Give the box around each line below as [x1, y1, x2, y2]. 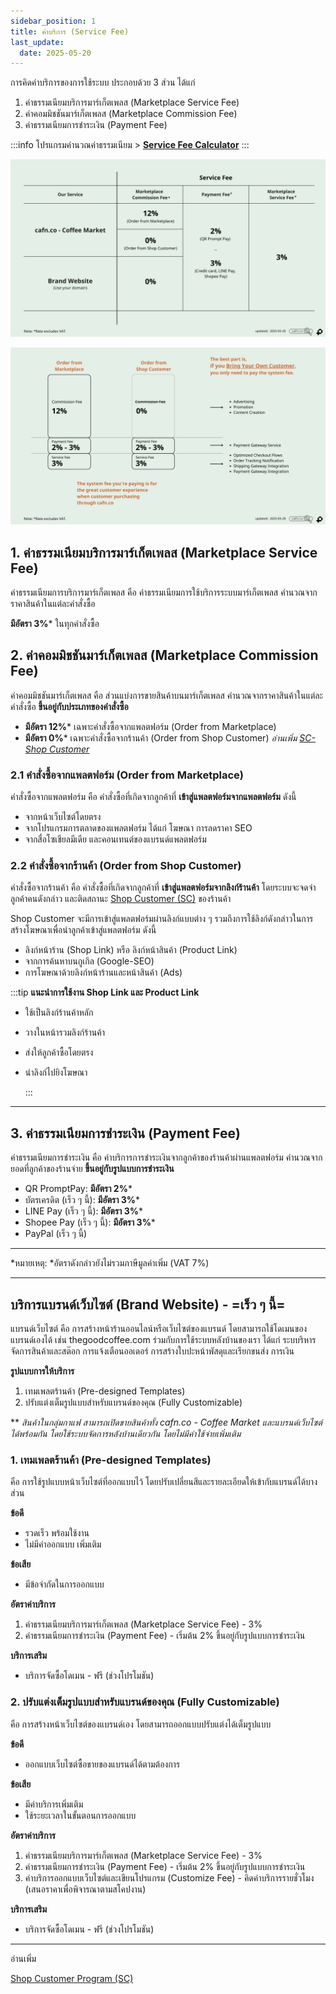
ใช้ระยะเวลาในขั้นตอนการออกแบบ [24, 1809, 137, 1821]
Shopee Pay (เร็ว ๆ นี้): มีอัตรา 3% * [24, 1216, 156, 1229]
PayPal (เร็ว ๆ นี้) [24, 1228, 88, 1240]
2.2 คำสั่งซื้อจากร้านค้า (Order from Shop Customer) [10, 859, 242, 873]
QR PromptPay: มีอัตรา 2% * [24, 1183, 133, 1195]
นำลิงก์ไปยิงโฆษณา [24, 1066, 88, 1079]
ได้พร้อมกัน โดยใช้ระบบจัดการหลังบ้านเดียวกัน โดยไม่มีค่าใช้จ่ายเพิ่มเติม [10, 1428, 242, 1440]
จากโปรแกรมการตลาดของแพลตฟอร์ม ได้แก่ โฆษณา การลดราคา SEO [24, 822, 253, 834]
